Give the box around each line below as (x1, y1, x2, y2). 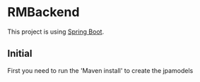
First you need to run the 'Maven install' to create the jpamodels (7, 66, 194, 74)
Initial (7, 48, 33, 60)
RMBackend (7, 4, 80, 20)
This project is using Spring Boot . (7, 27, 105, 36)
